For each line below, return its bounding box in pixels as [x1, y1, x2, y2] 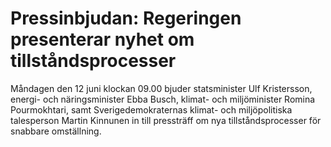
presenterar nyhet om [10, 28, 195, 51]
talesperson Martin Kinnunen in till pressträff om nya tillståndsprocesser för [10, 114, 322, 126]
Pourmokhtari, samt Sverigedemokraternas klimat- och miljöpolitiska [10, 103, 293, 116]
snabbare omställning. [10, 125, 102, 137]
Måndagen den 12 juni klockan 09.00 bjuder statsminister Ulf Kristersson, [10, 82, 313, 94]
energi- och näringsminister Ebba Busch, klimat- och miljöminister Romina [10, 93, 316, 105]
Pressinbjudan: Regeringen [10, 7, 242, 30]
